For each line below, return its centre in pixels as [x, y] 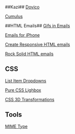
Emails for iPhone [22, 35]
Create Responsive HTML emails [37, 45]
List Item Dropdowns [26, 81]
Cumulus [14, 16]
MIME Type [16, 126]
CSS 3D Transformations [30, 99]
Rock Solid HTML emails [29, 54]
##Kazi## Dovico [22, 7]
